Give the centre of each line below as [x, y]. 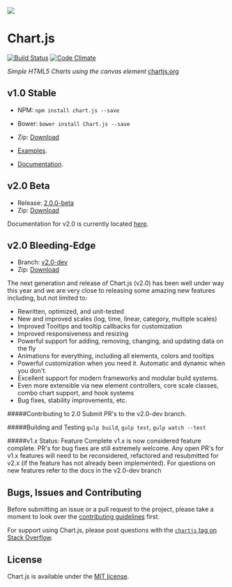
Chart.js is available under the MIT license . [68, 576]
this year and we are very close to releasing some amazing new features [111, 291]
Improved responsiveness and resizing [73, 334]
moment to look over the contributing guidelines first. [84, 517]
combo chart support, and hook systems [76, 393]
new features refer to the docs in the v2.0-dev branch [84, 471]
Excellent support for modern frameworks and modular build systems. [118, 378]
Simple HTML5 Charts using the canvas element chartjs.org [93, 71]
